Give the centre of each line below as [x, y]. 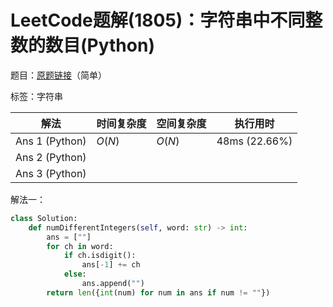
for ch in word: [80, 246]
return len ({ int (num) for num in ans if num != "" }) [158, 292]
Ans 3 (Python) [51, 173]
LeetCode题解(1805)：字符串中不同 [158, 20]
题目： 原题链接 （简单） [58, 75]
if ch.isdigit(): [100, 256]
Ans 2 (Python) [51, 157]
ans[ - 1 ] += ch [111, 265]
